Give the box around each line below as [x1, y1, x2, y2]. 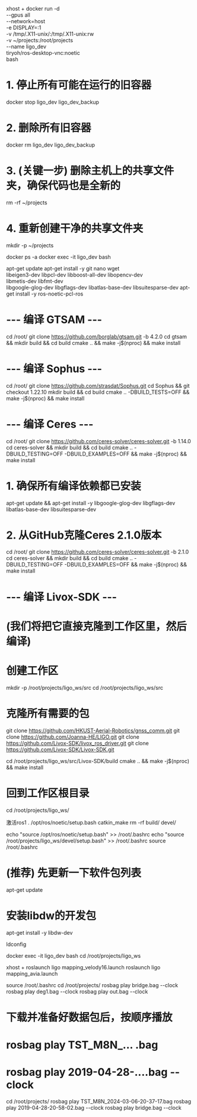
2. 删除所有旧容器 [6, 122, 91, 135]
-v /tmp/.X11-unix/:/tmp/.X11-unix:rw [6, 30, 94, 38]
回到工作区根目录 [6, 786, 90, 800]
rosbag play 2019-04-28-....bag [6, 1066, 168, 1079]
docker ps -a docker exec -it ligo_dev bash [6, 253, 111, 260]
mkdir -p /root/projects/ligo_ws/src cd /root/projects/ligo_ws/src [6, 684, 163, 691]
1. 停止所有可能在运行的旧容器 [6, 79, 152, 92]
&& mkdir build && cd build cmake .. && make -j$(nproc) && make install [6, 339, 181, 346]
